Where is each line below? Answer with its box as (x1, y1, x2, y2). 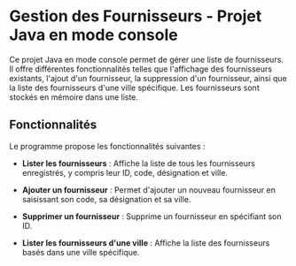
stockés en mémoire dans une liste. (9, 91, 139, 103)
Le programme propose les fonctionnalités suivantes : (9, 141, 206, 151)
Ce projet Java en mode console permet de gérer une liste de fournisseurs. (9, 54, 284, 65)
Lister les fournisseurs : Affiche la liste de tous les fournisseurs (21, 157, 255, 169)
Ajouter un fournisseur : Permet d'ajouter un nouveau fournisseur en (21, 184, 277, 195)
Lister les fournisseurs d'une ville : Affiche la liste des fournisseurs (21, 237, 270, 248)
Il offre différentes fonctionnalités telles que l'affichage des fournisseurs (9, 64, 273, 74)
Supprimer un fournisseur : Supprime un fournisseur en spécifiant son (21, 210, 282, 222)
